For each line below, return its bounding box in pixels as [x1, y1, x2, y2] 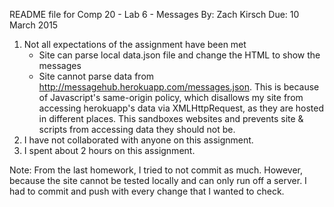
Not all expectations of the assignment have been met [23, 39, 247, 50]
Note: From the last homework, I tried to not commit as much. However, [9, 164, 304, 176]
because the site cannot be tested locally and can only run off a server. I [9, 175, 307, 186]
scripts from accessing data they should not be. [38, 124, 236, 135]
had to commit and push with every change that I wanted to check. [9, 185, 285, 197]
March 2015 [9, 19, 59, 31]
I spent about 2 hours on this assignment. [23, 145, 196, 156]
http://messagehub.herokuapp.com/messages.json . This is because [38, 81, 320, 93]
